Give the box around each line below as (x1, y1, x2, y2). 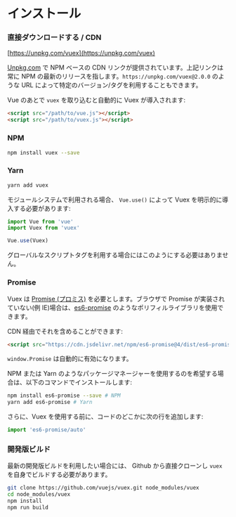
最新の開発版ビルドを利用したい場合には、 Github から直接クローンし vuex (7, 462, 223, 470)
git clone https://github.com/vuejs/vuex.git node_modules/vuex (7, 485, 199, 492)
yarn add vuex (7, 181, 49, 189)
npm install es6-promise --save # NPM (7, 392, 121, 400)
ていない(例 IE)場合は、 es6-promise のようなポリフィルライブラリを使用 (7, 303, 218, 312)
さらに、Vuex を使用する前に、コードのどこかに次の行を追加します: (7, 412, 204, 421)
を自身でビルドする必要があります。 (7, 471, 112, 479)
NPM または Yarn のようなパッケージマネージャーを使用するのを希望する (7, 369, 218, 378)
